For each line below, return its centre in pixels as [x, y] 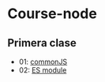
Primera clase [42, 43]
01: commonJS [43, 61]
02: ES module [43, 70]
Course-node [52, 14]
